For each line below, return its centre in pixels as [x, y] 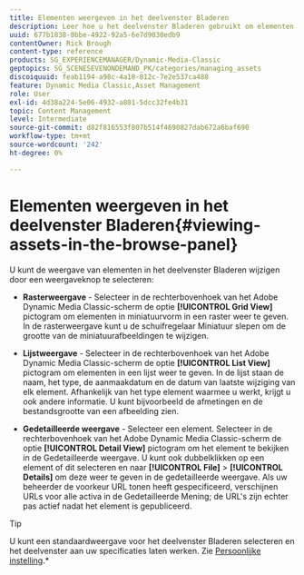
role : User [30, 94]
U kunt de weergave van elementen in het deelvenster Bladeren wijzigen [145, 270]
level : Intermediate [49, 119]
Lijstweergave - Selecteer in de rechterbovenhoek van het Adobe [146, 353]
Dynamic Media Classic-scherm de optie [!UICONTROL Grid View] [147, 306]
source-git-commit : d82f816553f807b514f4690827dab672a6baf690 [129, 128]
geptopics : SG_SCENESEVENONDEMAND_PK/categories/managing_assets [135, 69]
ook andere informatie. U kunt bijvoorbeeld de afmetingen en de [142, 402]
